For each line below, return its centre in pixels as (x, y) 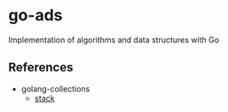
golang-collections (55, 88)
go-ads (35, 15)
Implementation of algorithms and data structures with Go (114, 40)
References (41, 67)
